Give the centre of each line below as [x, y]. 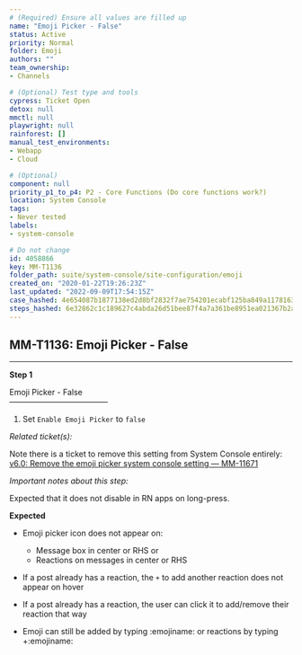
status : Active [38, 34]
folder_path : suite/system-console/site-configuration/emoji [126, 275]
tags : [19, 209]
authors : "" [31, 59]
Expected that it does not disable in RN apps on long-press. [120, 499]
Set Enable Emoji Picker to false [84, 420]
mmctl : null [31, 118]
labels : [24, 226]
